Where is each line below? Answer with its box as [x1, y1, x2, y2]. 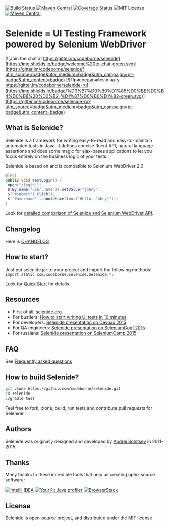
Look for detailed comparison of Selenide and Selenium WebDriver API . [5, 210, 154, 216]
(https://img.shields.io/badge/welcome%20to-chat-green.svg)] [5, 61, 137, 67]
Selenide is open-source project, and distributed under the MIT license [5, 515, 152, 521]
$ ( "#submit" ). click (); [7, 192, 55, 197]
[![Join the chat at [5, 55, 42, 61]
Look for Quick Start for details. [5, 281, 71, 287]
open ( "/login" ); [7, 182, 42, 187]
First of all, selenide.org [12, 309, 62, 315]
